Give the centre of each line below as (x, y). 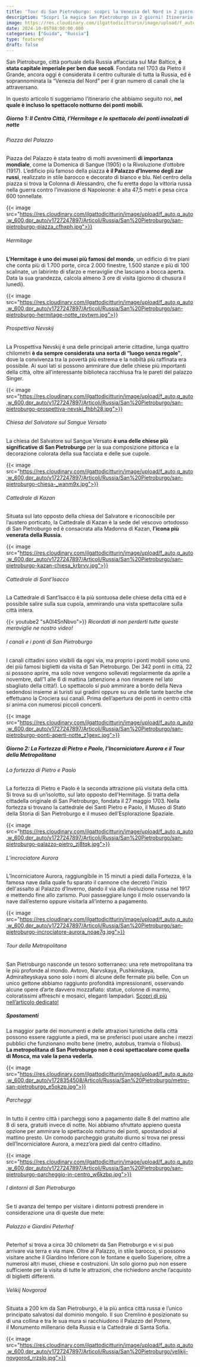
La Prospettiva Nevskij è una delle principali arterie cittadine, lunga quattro (98, 346)
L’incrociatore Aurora (32, 858)
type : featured (25, 39)
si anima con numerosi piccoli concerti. (54, 704)
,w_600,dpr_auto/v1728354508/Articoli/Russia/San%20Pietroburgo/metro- (98, 1080)
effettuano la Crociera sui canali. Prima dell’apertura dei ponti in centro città (99, 698)
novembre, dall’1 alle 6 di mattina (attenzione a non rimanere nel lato (90, 679)
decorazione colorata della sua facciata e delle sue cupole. (78, 453)
